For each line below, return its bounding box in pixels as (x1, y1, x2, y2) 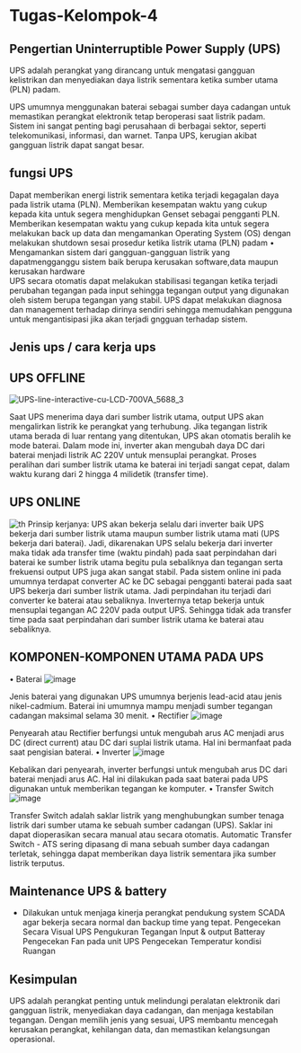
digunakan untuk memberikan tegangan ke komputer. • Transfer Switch (9, 783, 274, 793)
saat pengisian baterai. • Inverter (9, 747, 131, 757)
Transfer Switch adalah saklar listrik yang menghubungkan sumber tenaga (9, 810, 285, 820)
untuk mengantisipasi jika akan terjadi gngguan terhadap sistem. (9, 314, 249, 324)
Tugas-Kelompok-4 (9, 5, 159, 26)
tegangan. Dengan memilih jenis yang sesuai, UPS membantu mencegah (9, 1014, 279, 1025)
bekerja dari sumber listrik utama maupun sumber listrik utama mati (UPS (9, 527, 280, 539)
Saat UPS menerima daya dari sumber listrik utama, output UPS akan (9, 411, 264, 422)
